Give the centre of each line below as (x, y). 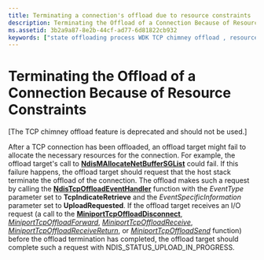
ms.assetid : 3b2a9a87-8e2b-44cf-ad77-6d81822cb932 (93, 30)
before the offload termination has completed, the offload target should (123, 239)
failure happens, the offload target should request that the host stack (120, 172)
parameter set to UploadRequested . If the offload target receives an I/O (125, 206)
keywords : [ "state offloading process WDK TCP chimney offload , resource (133, 37)
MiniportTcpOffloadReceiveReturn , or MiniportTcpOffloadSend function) (125, 231)
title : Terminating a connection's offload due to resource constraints (130, 15)
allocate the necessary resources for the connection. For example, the (122, 155)
